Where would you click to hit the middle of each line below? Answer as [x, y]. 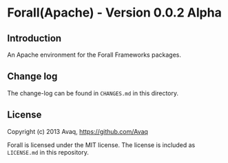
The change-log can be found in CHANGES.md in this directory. [93, 93]
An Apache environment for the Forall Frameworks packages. [94, 55]
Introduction [34, 38]
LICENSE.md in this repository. [48, 152]
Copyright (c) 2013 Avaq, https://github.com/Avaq [77, 131]
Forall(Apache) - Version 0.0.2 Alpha [114, 13]
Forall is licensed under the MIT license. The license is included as [101, 145]
